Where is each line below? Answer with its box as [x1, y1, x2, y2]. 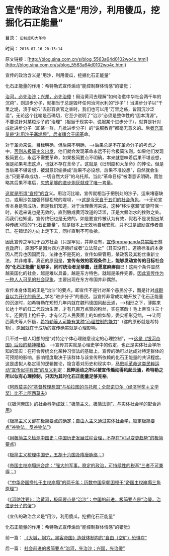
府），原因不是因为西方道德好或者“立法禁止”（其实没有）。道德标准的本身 [14, 245, 163, 251]
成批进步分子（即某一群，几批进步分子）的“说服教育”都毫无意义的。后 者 [5, 125, 155, 131]
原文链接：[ [5, 56, 29, 62]
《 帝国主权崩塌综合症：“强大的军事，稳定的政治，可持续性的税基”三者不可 [5, 462, 159, 468]
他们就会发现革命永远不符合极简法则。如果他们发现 [57, 148, 164, 154]
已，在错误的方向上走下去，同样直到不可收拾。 [5, 228, 102, 234]
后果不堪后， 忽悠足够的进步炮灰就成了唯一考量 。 [14, 179, 116, 186]
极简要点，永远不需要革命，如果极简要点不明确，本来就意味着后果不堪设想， [5, 154, 164, 160]
